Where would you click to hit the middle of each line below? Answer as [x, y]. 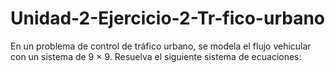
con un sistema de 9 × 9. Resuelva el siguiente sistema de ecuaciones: [156, 56]
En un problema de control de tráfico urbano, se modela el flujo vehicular [161, 46]
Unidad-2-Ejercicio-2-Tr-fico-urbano [168, 18]
